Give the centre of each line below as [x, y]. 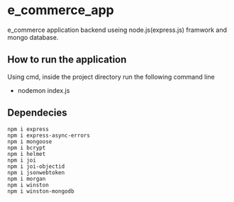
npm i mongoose [30, 141]
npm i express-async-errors [49, 135]
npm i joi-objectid [36, 166]
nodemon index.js [44, 90]
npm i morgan [27, 179]
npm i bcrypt [27, 147]
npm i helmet [27, 154]
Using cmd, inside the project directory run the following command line [111, 77]
